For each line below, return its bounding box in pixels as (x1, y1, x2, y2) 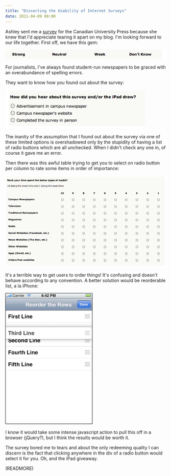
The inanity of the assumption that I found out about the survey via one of (5, 133, 160, 139)
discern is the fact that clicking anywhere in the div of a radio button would (5, 450, 163, 456)
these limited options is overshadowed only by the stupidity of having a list (5, 139, 162, 145)
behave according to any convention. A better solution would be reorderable (5, 277, 166, 284)
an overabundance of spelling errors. (5, 69, 83, 75)
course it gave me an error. (5, 150, 62, 156)
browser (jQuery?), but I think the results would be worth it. (5, 434, 130, 441)
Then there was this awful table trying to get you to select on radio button (5, 159, 160, 166)
